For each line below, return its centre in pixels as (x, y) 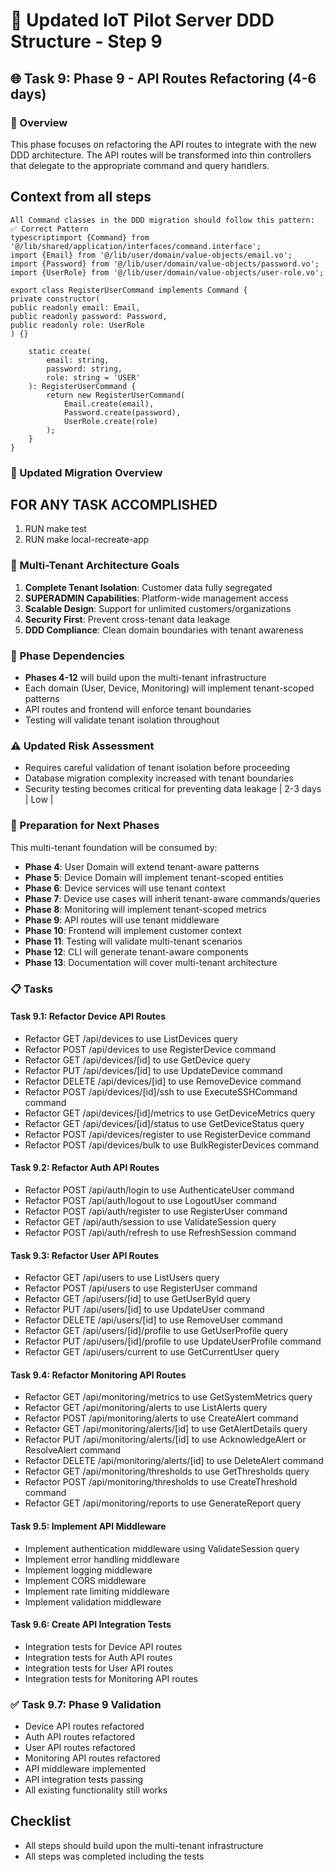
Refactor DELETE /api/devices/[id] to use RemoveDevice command (163, 1081)
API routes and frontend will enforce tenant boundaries (138, 710)
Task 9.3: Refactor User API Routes (85, 1255)
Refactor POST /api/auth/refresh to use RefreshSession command (160, 1232)
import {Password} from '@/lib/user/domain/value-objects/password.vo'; (165, 264)
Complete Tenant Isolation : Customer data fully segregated (148, 587)
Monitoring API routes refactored (92, 1758)
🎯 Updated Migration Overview (86, 472)
